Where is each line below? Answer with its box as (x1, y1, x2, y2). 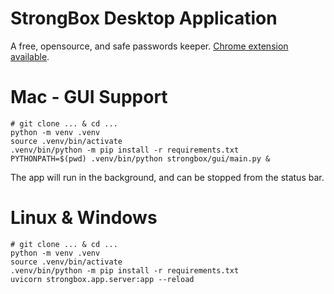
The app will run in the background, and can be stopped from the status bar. (10, 171, 325, 183)
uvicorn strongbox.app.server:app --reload (10, 274, 195, 284)
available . (10, 50, 50, 62)
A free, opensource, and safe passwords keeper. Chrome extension (10, 40, 289, 52)
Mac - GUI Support (10, 86, 168, 109)
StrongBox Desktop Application (10, 7, 278, 30)
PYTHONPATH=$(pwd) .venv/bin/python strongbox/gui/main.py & (10, 153, 271, 164)
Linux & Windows (10, 207, 158, 229)
